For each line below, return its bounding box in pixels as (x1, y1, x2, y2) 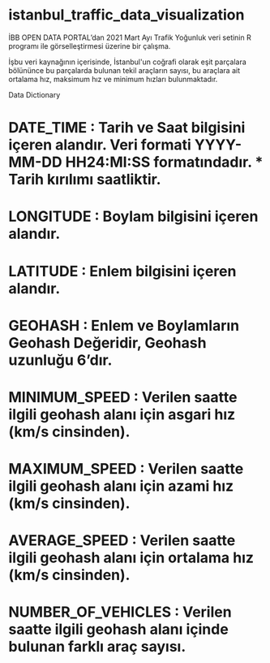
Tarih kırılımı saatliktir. (8, 171, 161, 188)
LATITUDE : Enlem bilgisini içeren (8, 262, 237, 280)
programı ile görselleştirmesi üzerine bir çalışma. (8, 41, 171, 50)
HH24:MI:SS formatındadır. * (65, 153, 264, 171)
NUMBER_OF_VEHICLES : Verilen (8, 603, 233, 622)
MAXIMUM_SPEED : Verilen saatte (8, 460, 244, 479)
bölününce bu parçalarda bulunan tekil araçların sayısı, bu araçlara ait (8, 65, 241, 75)
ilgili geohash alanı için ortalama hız (8, 548, 254, 567)
